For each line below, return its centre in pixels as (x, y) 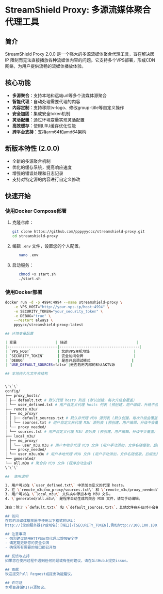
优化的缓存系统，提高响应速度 (42, 167)
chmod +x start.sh (37, 274)
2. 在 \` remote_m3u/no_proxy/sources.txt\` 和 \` (55, 490)
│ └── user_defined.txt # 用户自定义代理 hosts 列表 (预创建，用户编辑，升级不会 (82, 405)
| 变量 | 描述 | (72, 343)
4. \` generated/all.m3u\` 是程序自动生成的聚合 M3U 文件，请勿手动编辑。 (74, 499)
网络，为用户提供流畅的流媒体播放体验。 (45, 66)
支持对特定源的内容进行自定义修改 (46, 179)
